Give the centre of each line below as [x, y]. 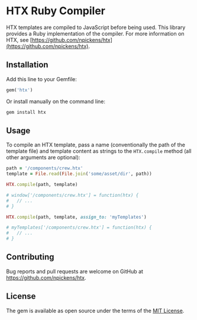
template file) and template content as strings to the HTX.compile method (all [99, 151]
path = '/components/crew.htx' [45, 168]
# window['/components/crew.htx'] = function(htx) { [72, 195]
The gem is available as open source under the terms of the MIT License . [95, 311]
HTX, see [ [19, 40]
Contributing [30, 257]
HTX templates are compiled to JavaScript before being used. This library [96, 27]
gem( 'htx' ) [20, 90]
